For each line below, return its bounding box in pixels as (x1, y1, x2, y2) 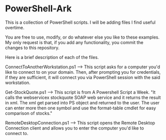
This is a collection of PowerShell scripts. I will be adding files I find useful (5, 19, 156, 25)
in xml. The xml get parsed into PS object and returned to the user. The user (5, 99, 160, 105)
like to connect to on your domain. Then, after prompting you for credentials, (5, 69, 161, 75)
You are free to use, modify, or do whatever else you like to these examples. (5, 34, 160, 40)
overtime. (5, 24, 25, 30)
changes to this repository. (5, 45, 60, 50)
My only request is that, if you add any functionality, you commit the (5, 39, 144, 45)
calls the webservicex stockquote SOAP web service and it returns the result (5, 94, 161, 100)
